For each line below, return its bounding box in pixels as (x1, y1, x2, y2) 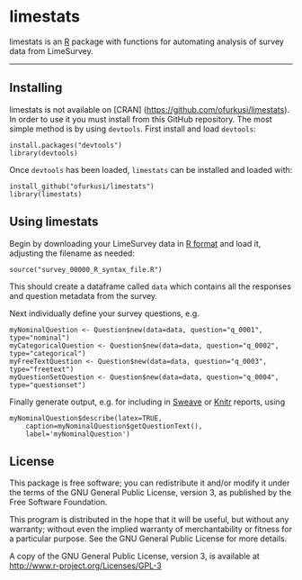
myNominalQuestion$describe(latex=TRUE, (9, 413, 164, 422)
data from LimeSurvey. (9, 45, 93, 56)
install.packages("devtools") (9, 140, 123, 150)
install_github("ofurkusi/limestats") (9, 182, 155, 191)
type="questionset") (9, 380, 87, 389)
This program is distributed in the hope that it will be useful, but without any (9, 514, 289, 525)
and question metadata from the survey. (9, 290, 158, 301)
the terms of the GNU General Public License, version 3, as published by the (9, 487, 292, 498)
